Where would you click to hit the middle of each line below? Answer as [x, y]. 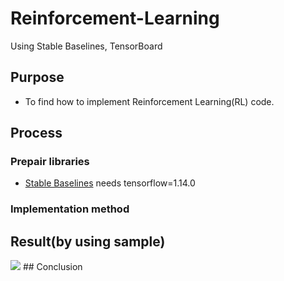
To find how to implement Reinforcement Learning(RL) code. [149, 101]
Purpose [37, 77]
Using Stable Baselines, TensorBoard [86, 46]
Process [36, 133]
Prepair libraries [50, 162]
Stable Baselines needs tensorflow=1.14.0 [110, 183]
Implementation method [70, 209]
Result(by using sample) [88, 241]
